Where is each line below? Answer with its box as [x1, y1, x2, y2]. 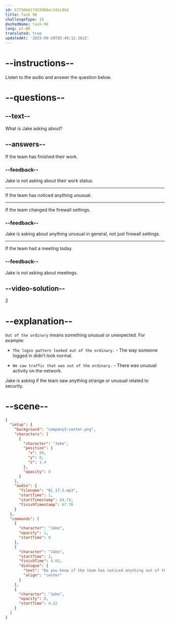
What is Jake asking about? [5, 125, 63, 132]
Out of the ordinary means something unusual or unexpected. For [5, 332, 145, 338]
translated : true [5, 31, 42, 36]
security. [5, 383, 24, 389]
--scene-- [5, 401, 49, 412]
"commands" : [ [10, 516, 39, 521]
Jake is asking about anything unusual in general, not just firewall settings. [5, 231, 160, 237]
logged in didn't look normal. [12, 353, 73, 359]
